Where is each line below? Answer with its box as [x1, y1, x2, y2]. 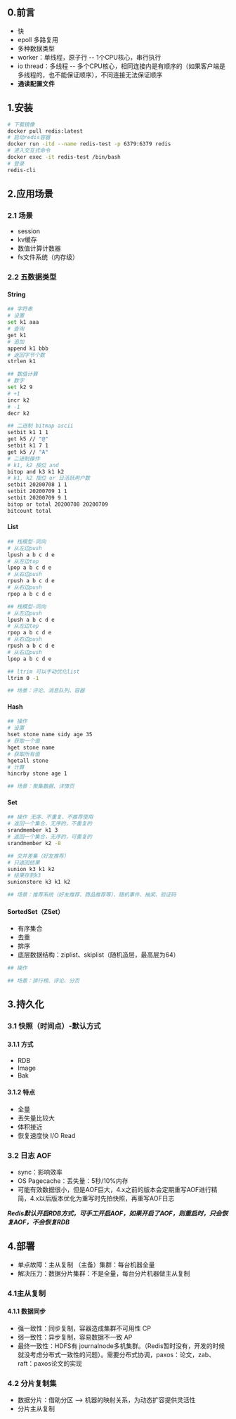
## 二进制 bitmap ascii [7, 422, 74, 430]
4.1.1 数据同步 [7, 1307, 46, 1316]
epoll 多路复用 [17, 35, 58, 44]
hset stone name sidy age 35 [7, 731, 93, 738]
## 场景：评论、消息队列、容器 [7, 687, 86, 694]
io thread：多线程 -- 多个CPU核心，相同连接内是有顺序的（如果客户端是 [17, 62, 226, 70]
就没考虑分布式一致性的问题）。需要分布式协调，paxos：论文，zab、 [17, 1350, 216, 1359]
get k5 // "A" [7, 448, 49, 455]
